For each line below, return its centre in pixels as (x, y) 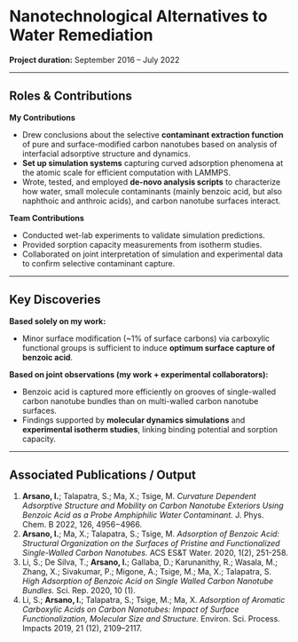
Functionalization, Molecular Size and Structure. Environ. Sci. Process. (151, 619)
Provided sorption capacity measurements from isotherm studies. (142, 244)
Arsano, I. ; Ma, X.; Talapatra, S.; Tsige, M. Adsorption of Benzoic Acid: (151, 534)
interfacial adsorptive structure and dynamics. (106, 154)
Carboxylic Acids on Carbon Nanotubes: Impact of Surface (130, 609)
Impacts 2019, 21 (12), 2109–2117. (82, 629)
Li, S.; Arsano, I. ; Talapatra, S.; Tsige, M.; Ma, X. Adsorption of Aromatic (153, 600)
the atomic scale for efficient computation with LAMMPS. (126, 172)
